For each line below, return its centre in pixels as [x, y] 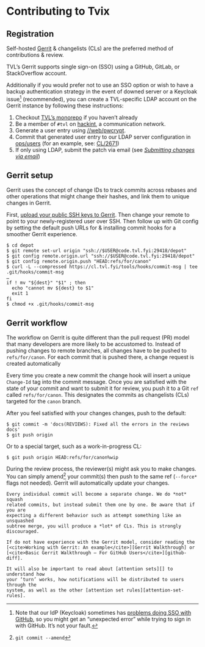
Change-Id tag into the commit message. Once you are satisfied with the [97, 382]
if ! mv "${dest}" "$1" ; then [46, 283]
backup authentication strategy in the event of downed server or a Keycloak [102, 92]
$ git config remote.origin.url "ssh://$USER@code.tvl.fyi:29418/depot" [101, 256]
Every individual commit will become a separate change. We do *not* [97, 494]
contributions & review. [35, 55]
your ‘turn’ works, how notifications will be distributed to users [95, 579]
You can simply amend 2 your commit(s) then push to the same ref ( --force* [102, 476]
